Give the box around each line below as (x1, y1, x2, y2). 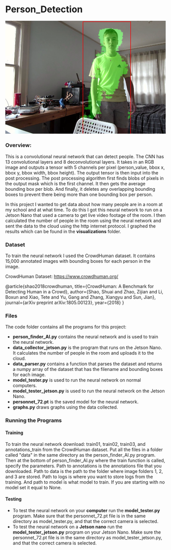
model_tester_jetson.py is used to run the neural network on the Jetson (12, 388, 165, 394)
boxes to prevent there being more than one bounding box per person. (5, 191, 153, 197)
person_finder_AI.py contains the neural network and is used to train (12, 334, 159, 340)
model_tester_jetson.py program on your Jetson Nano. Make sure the (12, 529, 161, 535)
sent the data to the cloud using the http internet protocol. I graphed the (5, 223, 156, 229)
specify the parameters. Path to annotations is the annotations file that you (5, 463, 162, 469)
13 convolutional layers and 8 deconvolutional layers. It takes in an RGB (5, 159, 154, 165)
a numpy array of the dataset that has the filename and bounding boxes (12, 366, 163, 372)
